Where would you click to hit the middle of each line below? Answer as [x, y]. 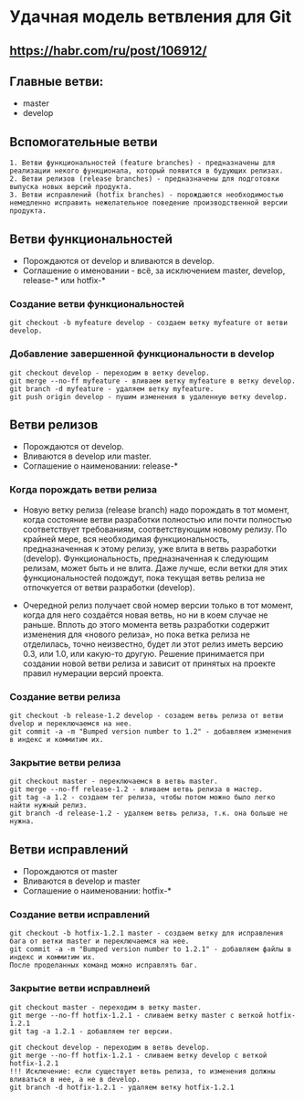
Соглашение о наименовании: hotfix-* [97, 891]
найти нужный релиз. [49, 806]
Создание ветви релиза [65, 696]
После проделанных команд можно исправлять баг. [104, 966]
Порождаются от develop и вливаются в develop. [118, 261]
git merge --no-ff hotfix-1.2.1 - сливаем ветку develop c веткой [138, 1055]
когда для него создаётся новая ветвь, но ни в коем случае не [145, 615]
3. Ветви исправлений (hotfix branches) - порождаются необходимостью [147, 195]
